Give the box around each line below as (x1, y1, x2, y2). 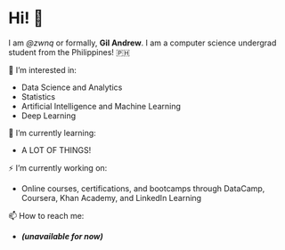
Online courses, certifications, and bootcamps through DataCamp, (20, 182, 265, 194)
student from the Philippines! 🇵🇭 (8, 46, 131, 57)
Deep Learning (20, 110, 77, 121)
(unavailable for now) (20, 230, 103, 241)
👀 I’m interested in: (8, 64, 77, 75)
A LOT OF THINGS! (20, 144, 92, 155)
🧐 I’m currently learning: (8, 127, 97, 138)
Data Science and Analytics (20, 82, 123, 93)
